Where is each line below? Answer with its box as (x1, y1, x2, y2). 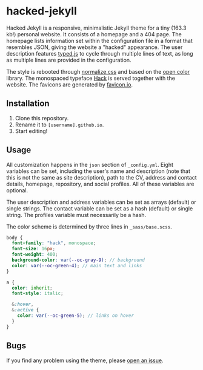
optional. (6, 186, 28, 194)
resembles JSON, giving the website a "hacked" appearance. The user (6, 44, 183, 51)
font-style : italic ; (12, 290, 64, 297)
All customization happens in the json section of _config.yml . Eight (6, 161, 174, 168)
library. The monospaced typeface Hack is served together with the (6, 74, 176, 82)
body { (6, 235, 23, 241)
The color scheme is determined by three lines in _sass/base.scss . (6, 222, 172, 230)
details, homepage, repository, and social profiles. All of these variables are (6, 180, 195, 187)
